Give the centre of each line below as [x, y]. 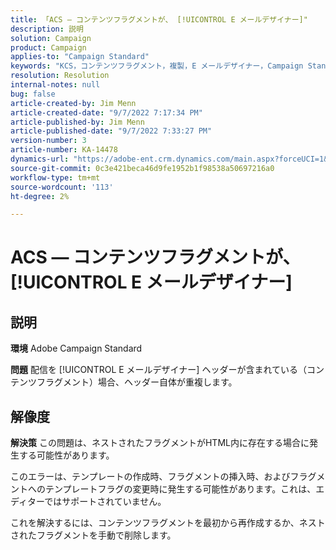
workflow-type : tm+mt [55, 177]
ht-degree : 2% [40, 196]
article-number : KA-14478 [64, 150]
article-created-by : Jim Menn [73, 103]
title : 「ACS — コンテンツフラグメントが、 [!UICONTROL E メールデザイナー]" [159, 19]
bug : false [33, 94]
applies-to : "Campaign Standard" [80, 57]
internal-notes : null [55, 85]
